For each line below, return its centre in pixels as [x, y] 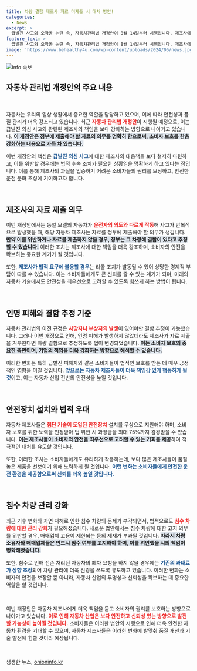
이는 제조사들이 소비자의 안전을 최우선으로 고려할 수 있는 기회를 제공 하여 [99, 439]
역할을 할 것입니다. [27, 585]
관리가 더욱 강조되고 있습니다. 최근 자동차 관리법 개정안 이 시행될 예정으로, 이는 [101, 122]
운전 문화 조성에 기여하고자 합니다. [45, 178]
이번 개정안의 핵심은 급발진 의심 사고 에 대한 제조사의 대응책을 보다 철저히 [89, 156]
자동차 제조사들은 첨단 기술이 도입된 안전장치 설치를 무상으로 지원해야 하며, [91, 425]
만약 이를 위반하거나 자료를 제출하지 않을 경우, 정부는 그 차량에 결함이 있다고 [91, 240]
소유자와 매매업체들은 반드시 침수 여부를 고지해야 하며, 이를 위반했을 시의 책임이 [96, 543]
